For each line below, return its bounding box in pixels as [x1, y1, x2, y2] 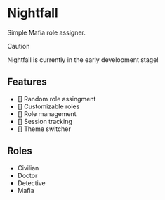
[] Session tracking [17, 117, 72, 125]
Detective [17, 178, 46, 187]
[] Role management [17, 109, 77, 118]
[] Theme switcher [17, 125, 72, 133]
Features [7, 76, 47, 88]
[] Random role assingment [17, 94, 96, 103]
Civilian [17, 163, 39, 172]
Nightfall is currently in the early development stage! [7, 55, 159, 64]
